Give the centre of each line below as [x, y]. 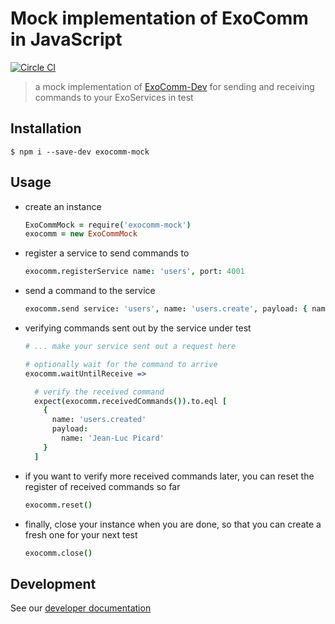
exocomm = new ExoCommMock [81, 234]
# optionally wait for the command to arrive [121, 364]
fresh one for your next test [81, 534]
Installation [46, 128]
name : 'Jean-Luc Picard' [113, 438]
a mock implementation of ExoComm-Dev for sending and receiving [174, 86]
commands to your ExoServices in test [114, 97]
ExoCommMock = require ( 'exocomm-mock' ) [108, 225]
